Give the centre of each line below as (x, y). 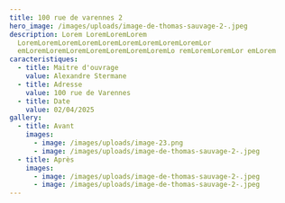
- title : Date (44, 101)
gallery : (26, 118)
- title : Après (46, 159)
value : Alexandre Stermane (76, 76)
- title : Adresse (50, 84)
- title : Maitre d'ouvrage (68, 68)
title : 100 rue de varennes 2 (66, 18)
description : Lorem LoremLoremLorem (78, 34)
